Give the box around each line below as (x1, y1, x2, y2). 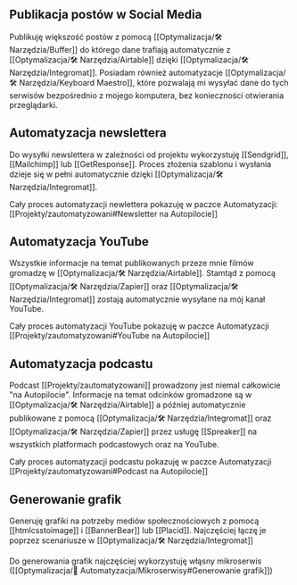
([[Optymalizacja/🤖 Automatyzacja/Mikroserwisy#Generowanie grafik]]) (9, 565, 274, 576)
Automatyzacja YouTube (9, 234, 149, 249)
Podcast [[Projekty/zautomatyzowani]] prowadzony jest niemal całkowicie (9, 380, 281, 391)
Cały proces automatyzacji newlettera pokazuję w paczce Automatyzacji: (9, 198, 278, 209)
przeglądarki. (9, 99, 58, 110)
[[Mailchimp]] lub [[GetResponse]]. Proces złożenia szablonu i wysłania (9, 158, 272, 169)
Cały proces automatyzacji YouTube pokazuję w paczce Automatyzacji (9, 321, 269, 331)
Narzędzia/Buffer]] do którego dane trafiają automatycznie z (9, 44, 231, 54)
